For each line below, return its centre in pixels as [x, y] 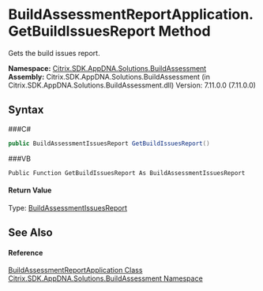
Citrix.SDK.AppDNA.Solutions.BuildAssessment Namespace [105, 278]
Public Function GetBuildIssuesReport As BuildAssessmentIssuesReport [127, 173]
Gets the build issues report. [54, 53]
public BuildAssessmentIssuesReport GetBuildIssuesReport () [109, 144]
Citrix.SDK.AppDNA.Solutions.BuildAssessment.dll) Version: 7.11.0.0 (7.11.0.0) [132, 85]
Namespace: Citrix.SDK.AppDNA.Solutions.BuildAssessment [107, 68]
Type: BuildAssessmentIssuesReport [68, 207]
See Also [30, 233]
